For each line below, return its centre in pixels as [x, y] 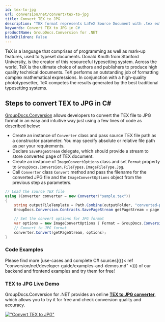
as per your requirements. [38, 145]
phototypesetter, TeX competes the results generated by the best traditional [82, 82]
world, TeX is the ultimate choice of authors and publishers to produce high [81, 67]
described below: [23, 126]
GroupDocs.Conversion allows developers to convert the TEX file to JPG [78, 115]
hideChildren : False [26, 37]
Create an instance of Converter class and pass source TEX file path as [84, 135]
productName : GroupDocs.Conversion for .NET [51, 33]
